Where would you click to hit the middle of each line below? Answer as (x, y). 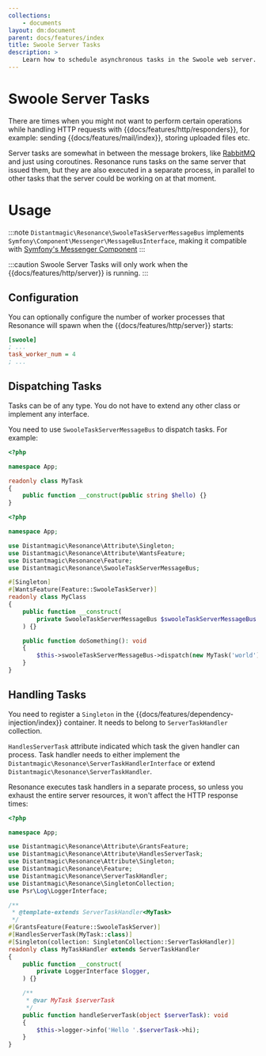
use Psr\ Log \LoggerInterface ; (58, 891)
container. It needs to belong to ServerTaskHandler (146, 722)
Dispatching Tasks (55, 386)
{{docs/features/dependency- (184, 714)
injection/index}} (35, 722)
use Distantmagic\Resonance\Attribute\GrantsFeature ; (99, 847)
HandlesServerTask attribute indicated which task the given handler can (124, 746)
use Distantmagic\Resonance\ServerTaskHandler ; (88, 876)
